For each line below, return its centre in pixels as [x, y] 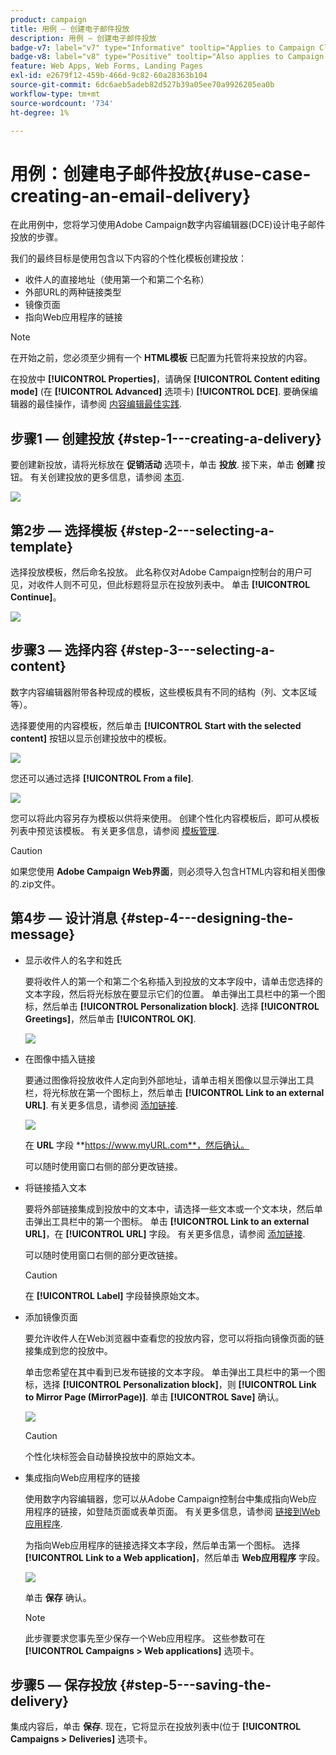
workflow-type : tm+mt [55, 94]
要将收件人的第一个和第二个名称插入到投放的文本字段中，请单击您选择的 [173, 981]
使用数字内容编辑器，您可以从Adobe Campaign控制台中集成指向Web [166, 1498]
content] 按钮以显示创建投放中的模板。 [91, 738]
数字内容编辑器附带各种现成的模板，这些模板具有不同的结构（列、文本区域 [163, 692]
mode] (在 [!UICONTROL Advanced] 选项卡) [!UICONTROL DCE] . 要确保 [160, 392]
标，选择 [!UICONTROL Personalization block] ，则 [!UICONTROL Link [170, 1384]
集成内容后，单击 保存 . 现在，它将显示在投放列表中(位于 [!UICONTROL [156, 1727]
